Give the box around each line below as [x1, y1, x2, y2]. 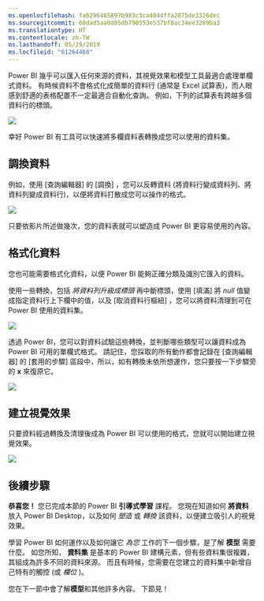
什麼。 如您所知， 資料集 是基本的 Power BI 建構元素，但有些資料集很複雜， [8, 547, 255, 557]
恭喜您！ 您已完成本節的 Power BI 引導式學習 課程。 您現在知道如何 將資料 [8, 502, 250, 511]
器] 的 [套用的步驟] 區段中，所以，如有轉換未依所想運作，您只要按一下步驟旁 [8, 356, 257, 366]
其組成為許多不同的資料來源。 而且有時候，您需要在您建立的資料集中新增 [8, 558, 245, 567]
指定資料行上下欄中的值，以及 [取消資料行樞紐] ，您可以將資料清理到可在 [14, 295, 252, 304]
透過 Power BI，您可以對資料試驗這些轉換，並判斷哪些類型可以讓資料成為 [8, 337, 247, 346]
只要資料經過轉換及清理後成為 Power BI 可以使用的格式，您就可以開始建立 [8, 429, 248, 439]
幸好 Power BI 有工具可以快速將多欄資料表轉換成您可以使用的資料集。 [8, 132, 235, 141]
